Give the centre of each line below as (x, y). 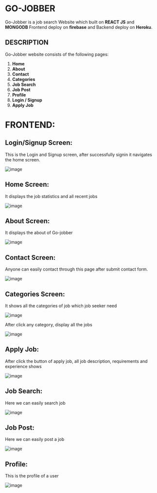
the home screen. (23, 159)
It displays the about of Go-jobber (39, 233)
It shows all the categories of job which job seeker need (61, 306)
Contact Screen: (30, 257)
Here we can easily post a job (35, 439)
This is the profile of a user (32, 476)
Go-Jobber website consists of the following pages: (57, 54)
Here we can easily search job (35, 403)
